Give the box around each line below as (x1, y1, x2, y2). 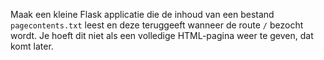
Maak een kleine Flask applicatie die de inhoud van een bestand (10, 9, 275, 20)
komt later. (10, 40, 54, 52)
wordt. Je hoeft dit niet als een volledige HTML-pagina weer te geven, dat (10, 30, 314, 41)
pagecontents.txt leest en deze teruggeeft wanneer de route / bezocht (10, 19, 304, 31)
